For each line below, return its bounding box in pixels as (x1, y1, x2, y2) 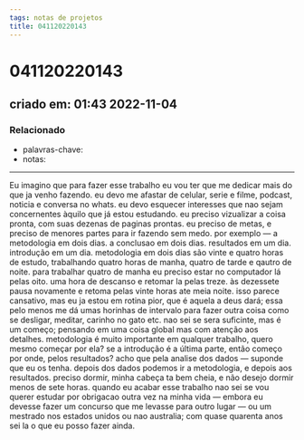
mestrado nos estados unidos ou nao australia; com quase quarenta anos (9, 411, 283, 422)
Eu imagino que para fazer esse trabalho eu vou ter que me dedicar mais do (9, 180, 292, 191)
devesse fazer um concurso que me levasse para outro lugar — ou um (9, 401, 272, 412)
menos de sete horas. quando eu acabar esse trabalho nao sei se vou (9, 382, 270, 393)
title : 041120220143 (9, 22, 88, 31)
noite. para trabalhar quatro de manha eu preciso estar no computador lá (9, 266, 281, 277)
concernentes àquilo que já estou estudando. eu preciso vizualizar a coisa (9, 209, 287, 220)
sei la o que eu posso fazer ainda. (9, 420, 136, 431)
